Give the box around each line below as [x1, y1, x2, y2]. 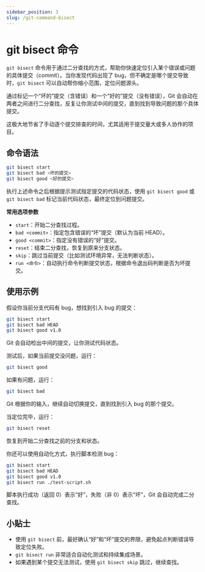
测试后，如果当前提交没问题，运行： [6, 352, 98, 360]
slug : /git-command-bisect [6, 15, 75, 21]
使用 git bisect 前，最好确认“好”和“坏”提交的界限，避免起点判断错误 [15, 535, 189, 543]
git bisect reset [6, 425, 51, 432]
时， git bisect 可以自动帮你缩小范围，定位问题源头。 [6, 79, 142, 87]
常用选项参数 [6, 208, 38, 215]
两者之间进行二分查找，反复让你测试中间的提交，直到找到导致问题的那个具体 [6, 100, 199, 107]
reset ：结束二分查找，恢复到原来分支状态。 [15, 244, 126, 251]
